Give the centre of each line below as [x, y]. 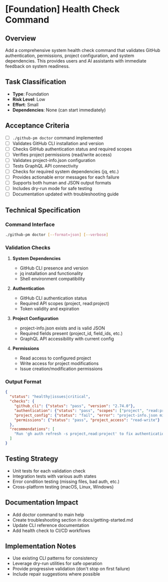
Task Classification [36, 82]
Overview [21, 38]
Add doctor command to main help [48, 514]
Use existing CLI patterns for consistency [55, 558]
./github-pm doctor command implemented [57, 137]
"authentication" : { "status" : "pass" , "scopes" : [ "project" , [79, 410]
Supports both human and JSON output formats [62, 183]
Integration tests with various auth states [54, 476]
